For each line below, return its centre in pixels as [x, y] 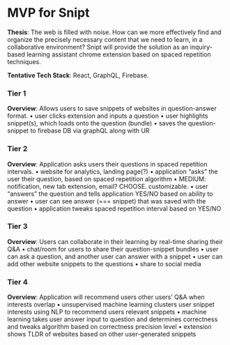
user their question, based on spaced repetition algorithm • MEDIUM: [107, 178]
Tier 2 [17, 149]
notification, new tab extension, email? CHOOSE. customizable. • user [108, 186]
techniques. [24, 61]
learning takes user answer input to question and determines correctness [113, 319]
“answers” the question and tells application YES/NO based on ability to [110, 194]
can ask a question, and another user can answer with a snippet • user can [115, 256]
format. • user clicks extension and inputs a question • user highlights [108, 116]
